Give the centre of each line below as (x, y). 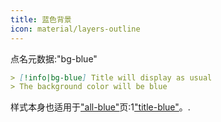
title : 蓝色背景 (41, 19)
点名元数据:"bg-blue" (54, 58)
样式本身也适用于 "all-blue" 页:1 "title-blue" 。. (100, 107)
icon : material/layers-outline (75, 29)
